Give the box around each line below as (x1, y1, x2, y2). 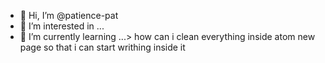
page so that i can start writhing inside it (19, 41, 186, 53)
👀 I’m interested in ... (19, 20, 105, 32)
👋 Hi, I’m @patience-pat (19, 10, 119, 21)
